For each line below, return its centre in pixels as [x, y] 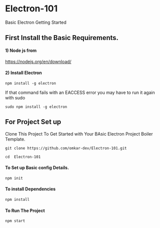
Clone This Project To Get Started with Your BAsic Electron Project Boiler [79, 134]
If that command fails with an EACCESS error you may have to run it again [80, 92]
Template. [15, 139]
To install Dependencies [30, 189]
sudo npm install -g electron [36, 107]
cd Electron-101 [23, 157]
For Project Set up [33, 122]
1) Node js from [21, 50]
